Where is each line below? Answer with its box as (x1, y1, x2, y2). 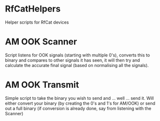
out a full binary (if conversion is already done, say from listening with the (5, 105, 151, 111)
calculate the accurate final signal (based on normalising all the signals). (5, 62, 149, 68)
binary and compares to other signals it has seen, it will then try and (5, 57, 140, 63)
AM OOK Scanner (5, 36, 77, 47)
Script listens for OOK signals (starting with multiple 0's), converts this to (5, 52, 150, 58)
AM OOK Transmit (5, 80, 79, 90)
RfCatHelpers (5, 3, 61, 14)
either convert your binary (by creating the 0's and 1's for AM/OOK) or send (5, 100, 156, 106)
